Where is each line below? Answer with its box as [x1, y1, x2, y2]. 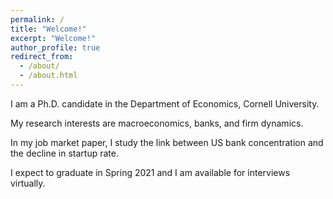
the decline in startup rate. [10, 147, 119, 159]
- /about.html [19, 71, 78, 81]
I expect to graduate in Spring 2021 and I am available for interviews [10, 166, 291, 178]
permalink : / [10, 14, 65, 25]
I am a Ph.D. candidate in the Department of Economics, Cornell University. [10, 97, 320, 110]
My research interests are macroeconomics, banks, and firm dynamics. [10, 117, 304, 129]
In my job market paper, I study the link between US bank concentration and [10, 136, 324, 148]
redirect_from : [10, 52, 74, 62]
